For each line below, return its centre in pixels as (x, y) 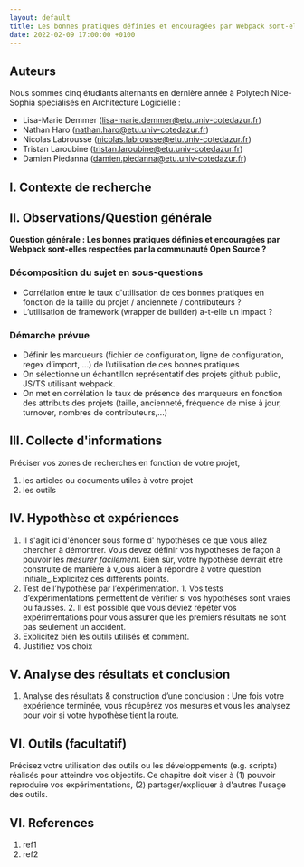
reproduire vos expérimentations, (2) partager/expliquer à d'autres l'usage (148, 785)
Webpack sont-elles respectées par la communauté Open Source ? (138, 249)
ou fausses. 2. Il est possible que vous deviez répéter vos (129, 607)
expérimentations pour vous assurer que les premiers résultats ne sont (154, 617)
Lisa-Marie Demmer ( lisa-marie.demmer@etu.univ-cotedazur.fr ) (142, 120)
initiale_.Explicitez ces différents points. (96, 578)
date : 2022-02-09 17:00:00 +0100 (72, 34)
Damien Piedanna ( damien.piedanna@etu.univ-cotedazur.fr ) (134, 158)
